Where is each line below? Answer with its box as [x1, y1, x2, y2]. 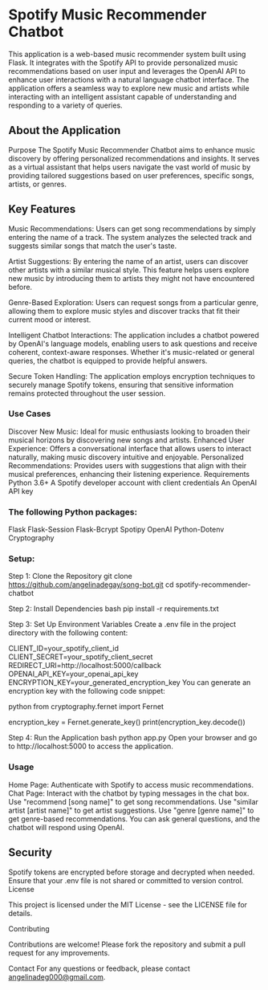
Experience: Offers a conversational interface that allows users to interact [8, 443, 252, 453]
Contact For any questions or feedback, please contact [8, 964, 191, 973]
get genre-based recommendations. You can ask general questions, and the [8, 813, 261, 824]
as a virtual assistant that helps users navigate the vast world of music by [8, 162, 251, 172]
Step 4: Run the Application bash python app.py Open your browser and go [8, 733, 258, 743]
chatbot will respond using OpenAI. [8, 822, 125, 832]
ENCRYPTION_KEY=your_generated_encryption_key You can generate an [8, 678, 251, 687]
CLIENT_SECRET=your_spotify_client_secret [8, 652, 153, 662]
